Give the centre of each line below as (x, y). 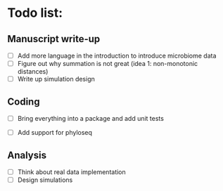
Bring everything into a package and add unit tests (90, 118)
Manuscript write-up (54, 39)
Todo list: (35, 13)
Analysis (27, 155)
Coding (24, 101)
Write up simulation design (56, 79)
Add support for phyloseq (55, 133)
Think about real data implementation (72, 172)
